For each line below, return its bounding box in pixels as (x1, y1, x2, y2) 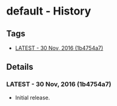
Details (6, 62, 33, 72)
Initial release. (15, 94, 50, 101)
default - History (6, 4, 92, 18)
